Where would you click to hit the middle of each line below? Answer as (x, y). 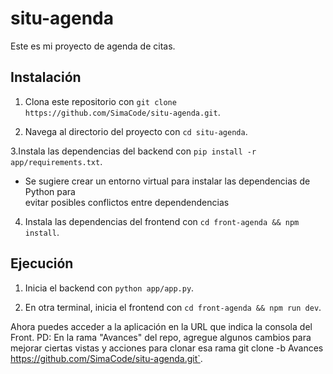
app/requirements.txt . (56, 161)
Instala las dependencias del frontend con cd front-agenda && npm (162, 221)
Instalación (46, 77)
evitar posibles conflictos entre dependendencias (127, 202)
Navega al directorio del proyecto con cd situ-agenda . (136, 131)
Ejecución (42, 263)
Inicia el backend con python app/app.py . (109, 288)
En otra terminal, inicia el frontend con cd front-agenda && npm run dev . (173, 307)
